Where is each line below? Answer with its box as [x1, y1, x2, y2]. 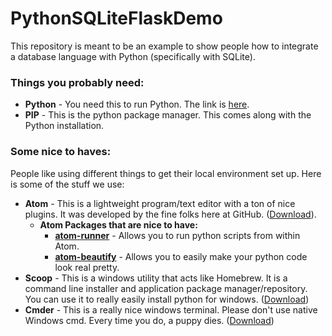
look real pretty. [54, 261, 120, 273]
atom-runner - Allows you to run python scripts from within [54, 229, 301, 241]
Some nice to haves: [10, 145, 112, 159]
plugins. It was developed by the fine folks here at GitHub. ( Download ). [24, 208, 317, 220]
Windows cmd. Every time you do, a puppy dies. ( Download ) [24, 314, 275, 326]
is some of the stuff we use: [10, 178, 125, 190]
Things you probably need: [10, 75, 145, 89]
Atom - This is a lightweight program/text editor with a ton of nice [24, 197, 296, 209]
